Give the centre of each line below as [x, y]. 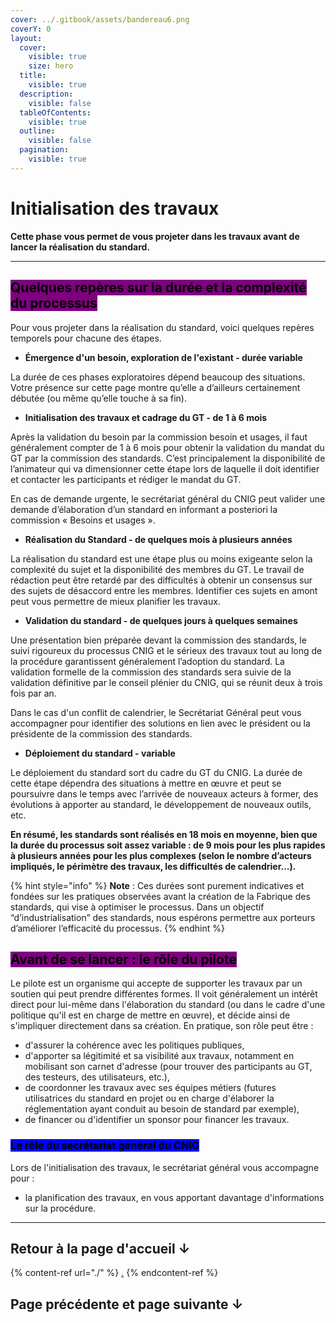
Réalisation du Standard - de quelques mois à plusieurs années [158, 539]
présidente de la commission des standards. [101, 733]
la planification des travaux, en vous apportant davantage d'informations [174, 1197]
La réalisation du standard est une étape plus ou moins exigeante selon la [161, 558]
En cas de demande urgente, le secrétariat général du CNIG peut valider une [168, 498]
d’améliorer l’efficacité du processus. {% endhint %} [117, 928]
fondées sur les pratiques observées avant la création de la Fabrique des [160, 896]
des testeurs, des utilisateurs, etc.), [97, 1077]
